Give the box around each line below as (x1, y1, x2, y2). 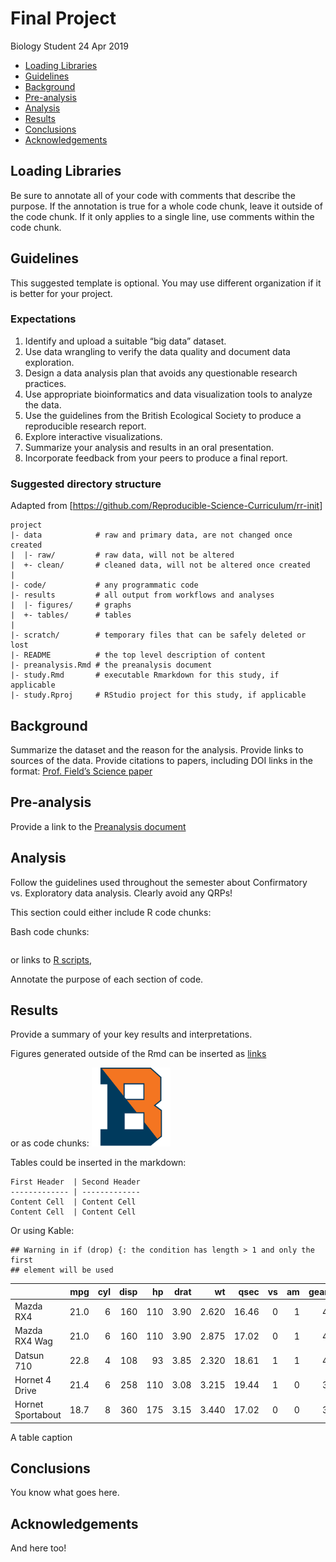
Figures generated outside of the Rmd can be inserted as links (10, 1048, 267, 1060)
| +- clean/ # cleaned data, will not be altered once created (10, 560, 311, 571)
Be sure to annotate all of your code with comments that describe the (10, 189, 296, 201)
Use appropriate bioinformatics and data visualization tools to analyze (24, 388, 313, 400)
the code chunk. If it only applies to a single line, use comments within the (10, 210, 315, 222)
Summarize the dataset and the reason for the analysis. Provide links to (10, 743, 304, 756)
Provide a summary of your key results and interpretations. (10, 1028, 253, 1041)
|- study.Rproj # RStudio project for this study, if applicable (10, 690, 307, 701)
